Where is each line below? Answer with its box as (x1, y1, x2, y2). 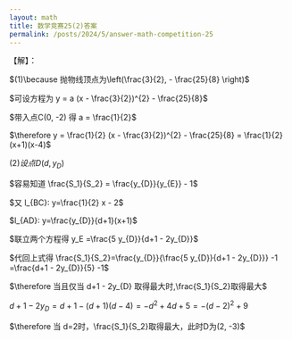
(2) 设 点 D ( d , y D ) (9, 158, 65, 170)
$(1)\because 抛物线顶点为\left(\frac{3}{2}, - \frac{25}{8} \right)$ (9, 74, 250, 85)
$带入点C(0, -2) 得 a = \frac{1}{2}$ (9, 112, 137, 123)
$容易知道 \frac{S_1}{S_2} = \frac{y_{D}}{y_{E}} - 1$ (9, 178, 198, 189)
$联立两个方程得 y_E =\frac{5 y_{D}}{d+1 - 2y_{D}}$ (9, 234, 199, 245)
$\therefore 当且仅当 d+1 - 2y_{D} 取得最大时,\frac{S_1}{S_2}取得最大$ (9, 281, 268, 292)
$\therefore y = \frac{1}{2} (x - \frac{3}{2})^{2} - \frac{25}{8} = (9, 130, 243, 141)
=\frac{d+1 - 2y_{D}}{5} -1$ (9, 262, 110, 273)
